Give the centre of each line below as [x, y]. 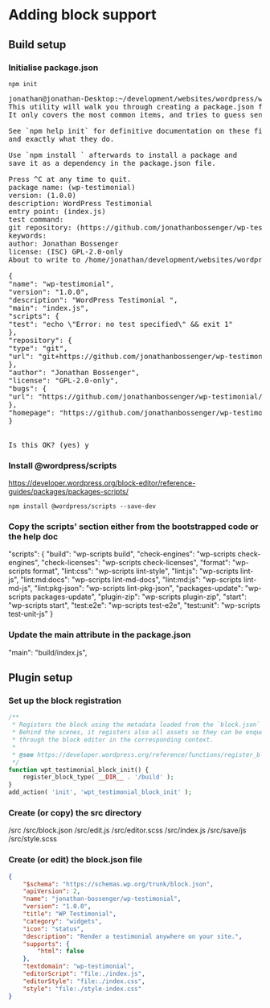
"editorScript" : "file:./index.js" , [84, 974]
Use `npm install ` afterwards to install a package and [123, 155]
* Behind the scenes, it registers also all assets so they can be [127, 733]
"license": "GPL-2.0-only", [63, 380]
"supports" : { [46, 944]
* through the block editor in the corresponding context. [113, 740]
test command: [36, 219]
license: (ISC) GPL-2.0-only [65, 252]
